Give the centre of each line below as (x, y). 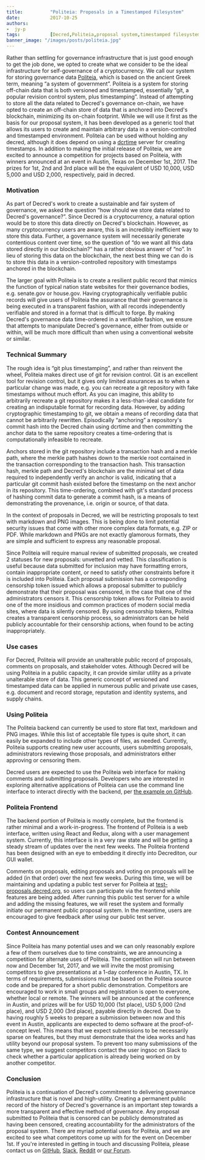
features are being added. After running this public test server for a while (98, 897)
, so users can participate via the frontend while (120, 891)
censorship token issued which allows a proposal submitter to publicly (95, 585)
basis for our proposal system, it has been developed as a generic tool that (100, 122)
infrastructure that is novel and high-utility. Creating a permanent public (96, 1099)
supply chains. (25, 699)
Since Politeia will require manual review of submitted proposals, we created (102, 553)
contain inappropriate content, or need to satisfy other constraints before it (100, 572)
